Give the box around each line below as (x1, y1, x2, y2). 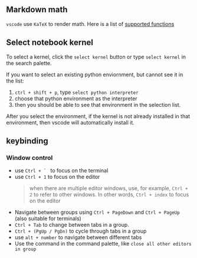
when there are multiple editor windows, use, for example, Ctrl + (29, 185, 188, 192)
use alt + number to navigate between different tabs (14, 234, 142, 241)
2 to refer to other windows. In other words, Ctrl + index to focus (29, 191, 189, 198)
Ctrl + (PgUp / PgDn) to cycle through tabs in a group (14, 227, 147, 235)
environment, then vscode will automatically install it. (6, 119, 134, 126)
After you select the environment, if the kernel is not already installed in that (6, 112, 191, 120)
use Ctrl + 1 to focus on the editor (14, 174, 100, 181)
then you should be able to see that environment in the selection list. (14, 101, 181, 108)
